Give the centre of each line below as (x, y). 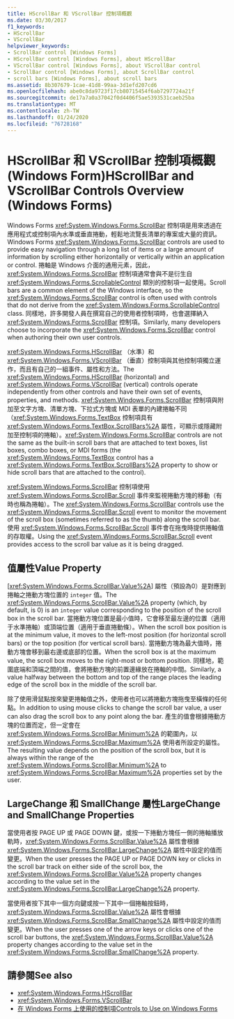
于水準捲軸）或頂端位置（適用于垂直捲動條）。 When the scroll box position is (117, 627)
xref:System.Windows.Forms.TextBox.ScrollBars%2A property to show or (112, 465)
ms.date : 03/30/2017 (37, 20)
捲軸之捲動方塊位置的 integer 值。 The (62, 595)
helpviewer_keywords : (39, 46)
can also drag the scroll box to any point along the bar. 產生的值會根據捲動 (114, 717)
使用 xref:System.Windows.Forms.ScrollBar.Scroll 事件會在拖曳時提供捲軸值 (116, 528)
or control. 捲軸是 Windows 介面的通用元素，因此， (81, 265)
